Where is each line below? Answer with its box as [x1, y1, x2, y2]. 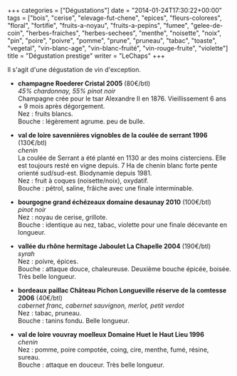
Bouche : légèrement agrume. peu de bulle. [17, 117, 145, 126]
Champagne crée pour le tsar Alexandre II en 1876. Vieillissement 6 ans [17, 94, 226, 103]
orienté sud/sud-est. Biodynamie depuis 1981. [17, 169, 152, 177]
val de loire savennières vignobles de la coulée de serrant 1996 [17, 131, 208, 139]
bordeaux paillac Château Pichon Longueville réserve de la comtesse [17, 286, 227, 295]
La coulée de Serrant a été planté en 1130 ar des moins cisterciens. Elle [17, 153, 226, 162]
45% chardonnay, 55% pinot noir [17, 87, 116, 95]
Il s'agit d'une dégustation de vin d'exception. [7, 66, 141, 73]
